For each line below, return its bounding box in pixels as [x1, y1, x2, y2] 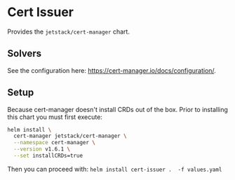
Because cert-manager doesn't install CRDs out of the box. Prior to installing [7, 105, 228, 113]
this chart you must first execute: [7, 113, 103, 121]
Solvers [7, 48, 42, 60]
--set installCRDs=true [13, 152, 83, 160]
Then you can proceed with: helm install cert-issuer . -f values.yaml [7, 165, 222, 173]
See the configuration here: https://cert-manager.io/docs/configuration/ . [7, 66, 216, 74]
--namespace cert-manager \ [13, 139, 96, 146]
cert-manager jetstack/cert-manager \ [13, 132, 128, 140]
